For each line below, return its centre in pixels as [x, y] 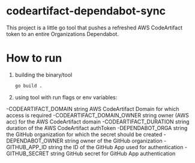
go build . [28, 86]
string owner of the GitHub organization [114, 141]
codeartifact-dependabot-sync [86, 11]
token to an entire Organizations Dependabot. [62, 34]
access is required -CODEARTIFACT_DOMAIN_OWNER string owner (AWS [97, 115]
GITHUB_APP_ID [26, 147]
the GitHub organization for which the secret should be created [84, 134]
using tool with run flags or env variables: [66, 97]
